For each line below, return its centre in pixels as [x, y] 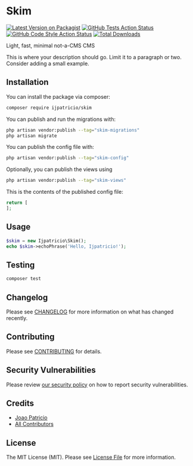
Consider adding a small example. [48, 63]
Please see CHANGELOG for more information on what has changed [90, 312]
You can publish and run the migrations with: [61, 119]
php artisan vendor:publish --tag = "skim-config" [68, 158]
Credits [20, 403]
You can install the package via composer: [58, 96]
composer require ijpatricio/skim [49, 108]
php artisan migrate [32, 136]
